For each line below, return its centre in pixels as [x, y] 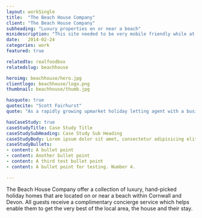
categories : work [28, 46]
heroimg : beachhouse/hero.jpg [44, 78]
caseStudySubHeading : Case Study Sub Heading [64, 133]
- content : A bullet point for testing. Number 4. [71, 167]
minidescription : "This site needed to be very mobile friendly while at [101, 34]
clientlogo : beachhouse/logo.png [48, 84]
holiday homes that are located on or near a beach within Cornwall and [94, 195]
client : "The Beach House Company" [51, 23]
